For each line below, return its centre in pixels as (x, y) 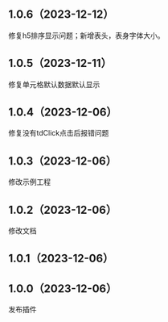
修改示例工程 (29, 182)
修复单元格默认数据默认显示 (54, 84)
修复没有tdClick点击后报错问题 (59, 133)
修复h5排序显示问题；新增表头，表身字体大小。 (86, 36)
